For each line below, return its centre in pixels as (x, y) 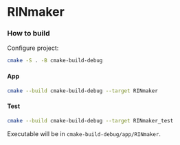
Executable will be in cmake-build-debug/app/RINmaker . (84, 133)
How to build (29, 34)
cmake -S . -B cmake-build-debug (55, 61)
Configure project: (33, 48)
